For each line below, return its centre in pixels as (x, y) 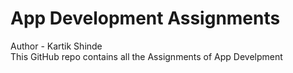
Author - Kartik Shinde (56, 46)
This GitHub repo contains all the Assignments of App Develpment (146, 56)
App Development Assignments (145, 18)
